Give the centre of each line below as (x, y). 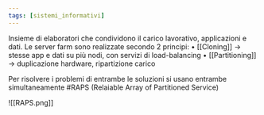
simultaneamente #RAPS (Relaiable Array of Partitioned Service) (114, 87)
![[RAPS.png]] (31, 102)
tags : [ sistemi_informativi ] (56, 15)
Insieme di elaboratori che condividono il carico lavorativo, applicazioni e (128, 38)
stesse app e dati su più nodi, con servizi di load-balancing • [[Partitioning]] (132, 55)
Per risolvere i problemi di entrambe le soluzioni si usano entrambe (118, 79)
